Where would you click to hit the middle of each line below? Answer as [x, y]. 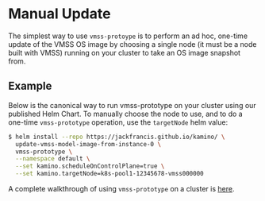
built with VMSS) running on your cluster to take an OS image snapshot [124, 52]
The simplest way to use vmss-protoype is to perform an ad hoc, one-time [128, 36]
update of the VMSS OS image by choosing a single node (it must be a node [132, 44]
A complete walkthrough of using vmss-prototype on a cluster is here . [121, 189]
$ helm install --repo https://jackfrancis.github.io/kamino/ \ [117, 137]
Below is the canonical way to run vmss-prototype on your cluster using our [132, 105]
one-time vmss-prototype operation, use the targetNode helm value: [118, 122]
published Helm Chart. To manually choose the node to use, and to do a [126, 114]
